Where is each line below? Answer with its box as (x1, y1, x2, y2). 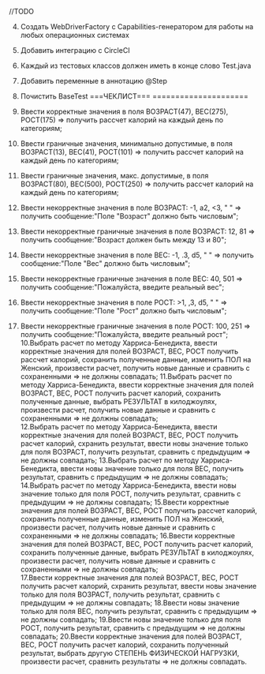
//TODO (9, 7, 35, 16)
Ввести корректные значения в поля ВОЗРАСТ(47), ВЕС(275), (20, 107, 229, 116)
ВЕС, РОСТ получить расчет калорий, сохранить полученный (20, 640, 229, 650)
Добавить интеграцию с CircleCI (20, 46, 130, 54)
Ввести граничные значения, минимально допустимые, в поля (20, 139, 233, 148)
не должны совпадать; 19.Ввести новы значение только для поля (20, 615, 241, 624)
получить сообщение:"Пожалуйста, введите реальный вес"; (20, 283, 225, 291)
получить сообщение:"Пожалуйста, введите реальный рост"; (20, 330, 228, 339)
